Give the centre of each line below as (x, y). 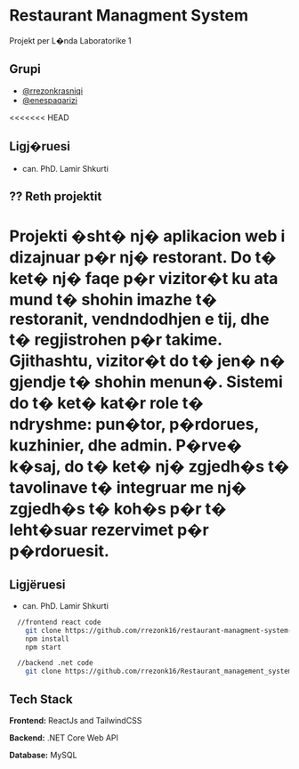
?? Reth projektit (56, 196)
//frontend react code (59, 622)
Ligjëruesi (37, 584)
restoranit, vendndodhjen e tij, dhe (139, 319)
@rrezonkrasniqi (52, 91)
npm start (44, 647)
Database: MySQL (43, 755)
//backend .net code (55, 663)
